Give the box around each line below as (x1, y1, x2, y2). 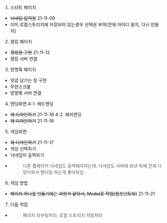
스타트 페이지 (10, 5, 36, 10)
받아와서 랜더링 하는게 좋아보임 (22, 169, 84, 175)
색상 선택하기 (10, 146, 36, 152)
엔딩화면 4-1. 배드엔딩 (10, 101, 54, 106)
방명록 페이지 (10, 66, 36, 72)
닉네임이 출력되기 (10, 152, 45, 158)
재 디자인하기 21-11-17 (10, 139, 54, 145)
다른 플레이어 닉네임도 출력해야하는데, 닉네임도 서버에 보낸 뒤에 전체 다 (22, 163, 162, 169)
